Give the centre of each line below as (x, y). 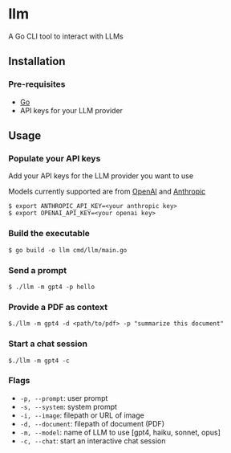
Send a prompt (38, 270)
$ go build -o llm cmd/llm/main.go (68, 250)
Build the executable (49, 234)
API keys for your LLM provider (71, 110)
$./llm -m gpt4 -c (39, 361)
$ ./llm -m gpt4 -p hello (51, 287)
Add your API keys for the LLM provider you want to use (101, 176)
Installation (37, 61)
